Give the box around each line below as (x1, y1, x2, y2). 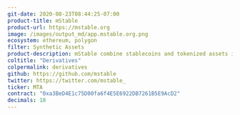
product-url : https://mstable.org (7, 24, 111, 31)
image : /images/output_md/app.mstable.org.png (7, 30, 149, 38)
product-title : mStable (7, 17, 79, 24)
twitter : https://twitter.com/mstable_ (7, 76, 126, 84)
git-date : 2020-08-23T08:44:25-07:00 (7, 10, 120, 18)
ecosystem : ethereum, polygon (7, 37, 98, 44)
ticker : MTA (7, 84, 43, 91)
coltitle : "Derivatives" (7, 57, 81, 64)
